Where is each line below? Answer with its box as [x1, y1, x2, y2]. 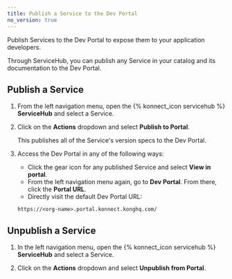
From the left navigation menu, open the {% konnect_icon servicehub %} [17, 102, 226, 111]
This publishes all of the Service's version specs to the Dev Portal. [17, 136, 206, 145]
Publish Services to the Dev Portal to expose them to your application [7, 35, 206, 44]
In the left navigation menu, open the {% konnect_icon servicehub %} [17, 243, 216, 251]
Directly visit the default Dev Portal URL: [27, 192, 143, 201]
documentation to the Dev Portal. [7, 64, 102, 72]
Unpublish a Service [7, 224, 96, 236]
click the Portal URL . [27, 185, 87, 194]
